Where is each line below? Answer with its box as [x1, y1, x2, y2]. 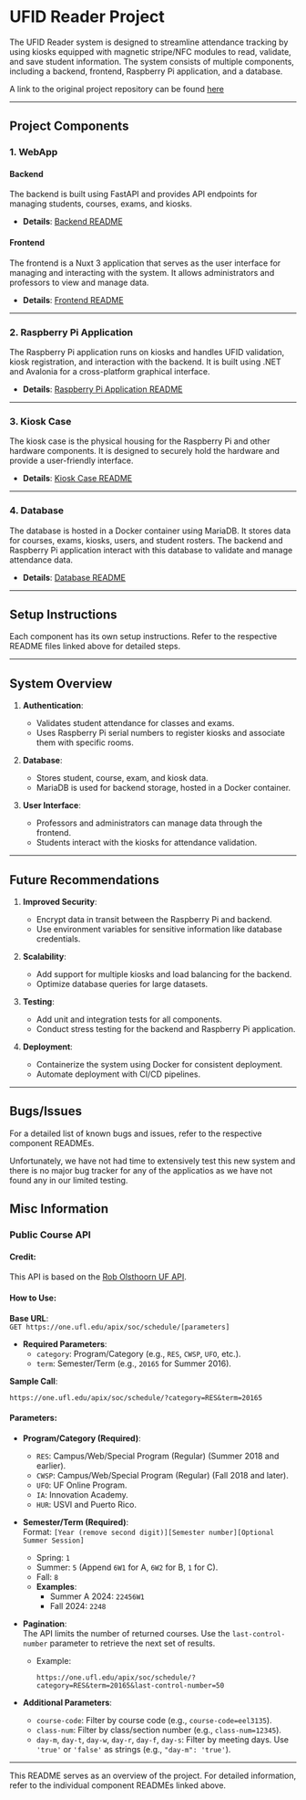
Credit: [9, 1251, 36, 1262]
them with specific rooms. [36, 737, 134, 748]
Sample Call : [9, 1375, 58, 1386]
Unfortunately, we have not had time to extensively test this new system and [9, 1155, 296, 1166]
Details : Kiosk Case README [22, 473, 133, 484]
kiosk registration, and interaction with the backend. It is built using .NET [9, 356, 281, 367]
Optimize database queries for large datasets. [36, 978, 209, 989]
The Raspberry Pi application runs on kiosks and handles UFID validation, [9, 346, 285, 357]
